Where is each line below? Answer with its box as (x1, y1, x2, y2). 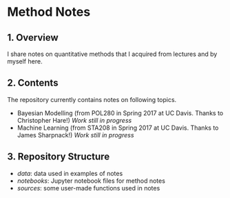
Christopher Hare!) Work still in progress (17, 116, 132, 124)
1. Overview (7, 32, 59, 43)
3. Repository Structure (7, 151, 110, 163)
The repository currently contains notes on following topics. (7, 95, 177, 103)
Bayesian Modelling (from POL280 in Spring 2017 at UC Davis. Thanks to (17, 108, 224, 117)
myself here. (7, 57, 43, 66)
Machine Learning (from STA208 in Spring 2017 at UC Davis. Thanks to (17, 123, 219, 132)
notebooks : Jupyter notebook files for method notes (17, 177, 165, 185)
